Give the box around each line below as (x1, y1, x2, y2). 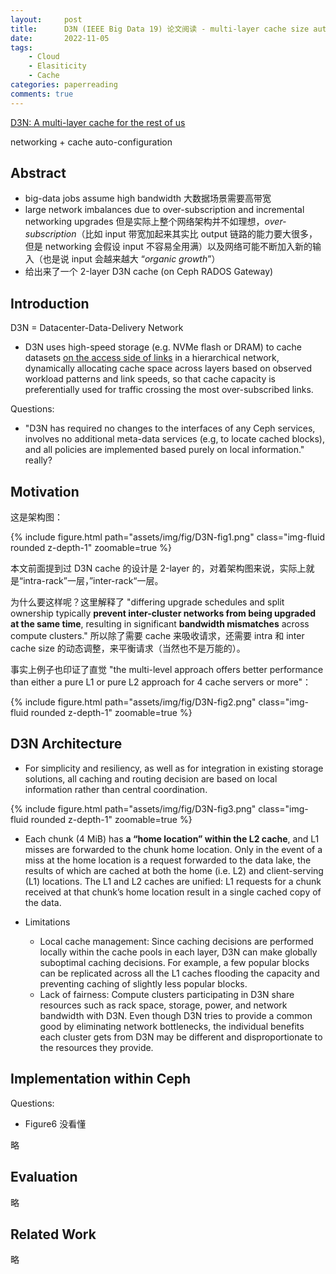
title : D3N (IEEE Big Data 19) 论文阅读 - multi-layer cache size (10, 24, 310, 34)
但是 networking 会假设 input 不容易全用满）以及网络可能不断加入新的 (24, 241, 313, 253)
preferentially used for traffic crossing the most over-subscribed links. (24, 384, 314, 396)
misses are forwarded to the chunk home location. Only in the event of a (24, 843, 323, 855)
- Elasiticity (28, 61, 87, 71)
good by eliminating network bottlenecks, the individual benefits (39, 1020, 305, 1032)
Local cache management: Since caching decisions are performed (39, 935, 314, 947)
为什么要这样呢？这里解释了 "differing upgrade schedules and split (10, 596, 285, 608)
